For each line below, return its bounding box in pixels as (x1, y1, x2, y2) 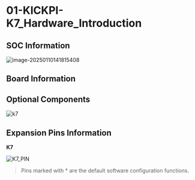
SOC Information (6, 40, 70, 51)
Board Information (6, 73, 76, 84)
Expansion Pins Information (6, 128, 112, 138)
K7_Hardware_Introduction (6, 16, 142, 30)
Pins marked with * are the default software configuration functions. (20, 167, 190, 175)
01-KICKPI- (6, 4, 64, 17)
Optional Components (6, 94, 91, 104)
